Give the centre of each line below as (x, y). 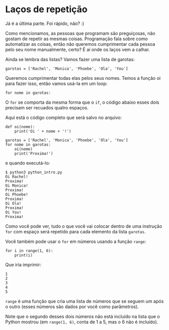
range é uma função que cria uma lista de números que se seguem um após (84, 301)
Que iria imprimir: (23, 264)
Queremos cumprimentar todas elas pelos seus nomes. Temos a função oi (83, 78)
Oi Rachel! (17, 176)
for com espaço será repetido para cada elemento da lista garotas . (76, 231)
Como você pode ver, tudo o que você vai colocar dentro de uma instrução (84, 226)
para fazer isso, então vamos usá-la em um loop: (56, 83)
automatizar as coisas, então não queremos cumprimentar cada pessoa (80, 44)
